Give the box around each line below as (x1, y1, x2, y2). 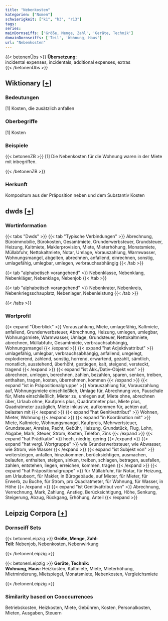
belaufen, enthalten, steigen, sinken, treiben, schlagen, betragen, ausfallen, (5, 457, 161, 463)
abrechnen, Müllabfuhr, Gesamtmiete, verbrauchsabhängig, (5, 340, 129, 346)
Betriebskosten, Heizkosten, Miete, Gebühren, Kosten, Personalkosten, (5, 604, 151, 610)
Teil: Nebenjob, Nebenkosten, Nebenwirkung (5, 541, 99, 547)
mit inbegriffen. (5, 159, 37, 165)
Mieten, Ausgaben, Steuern (5, 610, 62, 616)
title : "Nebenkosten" (5, 7, 51, 13)
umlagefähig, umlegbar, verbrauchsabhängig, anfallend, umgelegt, (5, 350, 143, 356)
